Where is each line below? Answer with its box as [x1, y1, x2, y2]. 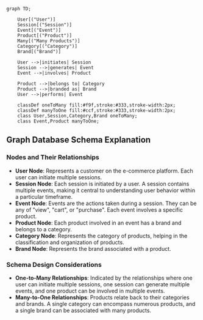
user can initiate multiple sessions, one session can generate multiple [15, 280, 190, 288]
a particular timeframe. [15, 193, 73, 200]
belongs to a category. [15, 225, 72, 233]
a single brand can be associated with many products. [15, 307, 151, 314]
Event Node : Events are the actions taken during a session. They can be [15, 199, 197, 207]
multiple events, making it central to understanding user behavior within [15, 187, 196, 194]
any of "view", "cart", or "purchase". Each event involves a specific [15, 206, 183, 214]
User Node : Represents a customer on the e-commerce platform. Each [15, 167, 193, 174]
